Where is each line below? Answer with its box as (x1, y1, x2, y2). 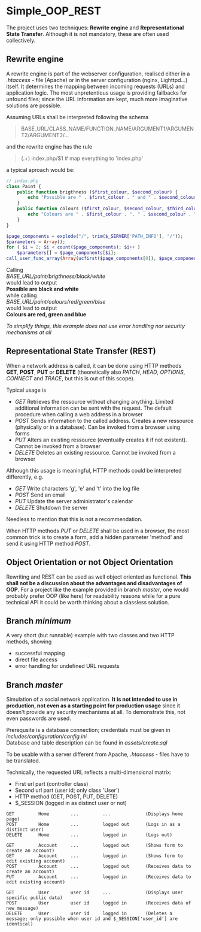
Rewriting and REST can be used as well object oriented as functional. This (6, 573, 191, 580)
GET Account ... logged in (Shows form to (6, 853, 184, 859)
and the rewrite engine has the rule (6, 143, 93, 150)
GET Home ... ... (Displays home (6, 811, 184, 817)
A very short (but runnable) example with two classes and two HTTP (6, 632, 175, 639)
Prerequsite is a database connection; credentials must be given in (6, 727, 170, 734)
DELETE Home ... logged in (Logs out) (6, 832, 172, 838)
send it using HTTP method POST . (6, 540, 91, 547)
